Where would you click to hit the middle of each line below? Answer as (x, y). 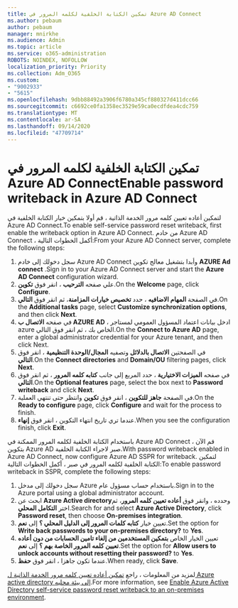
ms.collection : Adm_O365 (44, 73)
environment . (27, 597)
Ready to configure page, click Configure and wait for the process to (120, 405)
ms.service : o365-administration (57, 54)
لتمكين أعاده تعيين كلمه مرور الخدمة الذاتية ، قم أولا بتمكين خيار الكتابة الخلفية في (114, 218)
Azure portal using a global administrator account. (91, 493)
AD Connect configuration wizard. (68, 277)
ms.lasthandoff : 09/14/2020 (49, 126)
